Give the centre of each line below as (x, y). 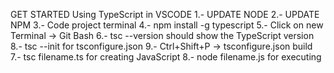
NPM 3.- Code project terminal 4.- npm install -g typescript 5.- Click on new (167, 25)
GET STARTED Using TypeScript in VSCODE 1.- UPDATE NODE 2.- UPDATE (165, 14)
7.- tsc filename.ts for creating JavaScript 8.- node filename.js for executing (166, 57)
